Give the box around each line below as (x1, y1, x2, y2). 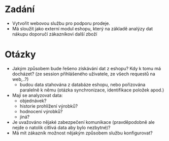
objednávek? (19, 98, 47, 104)
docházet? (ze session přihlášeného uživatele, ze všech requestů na (12, 71, 155, 77)
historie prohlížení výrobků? (19, 103, 78, 109)
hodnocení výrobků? (19, 108, 63, 114)
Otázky (5, 49, 36, 60)
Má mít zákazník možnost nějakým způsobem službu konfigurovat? (12, 130, 153, 136)
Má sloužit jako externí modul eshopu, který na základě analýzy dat (12, 25, 153, 31)
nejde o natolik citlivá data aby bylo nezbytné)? (12, 124, 111, 130)
